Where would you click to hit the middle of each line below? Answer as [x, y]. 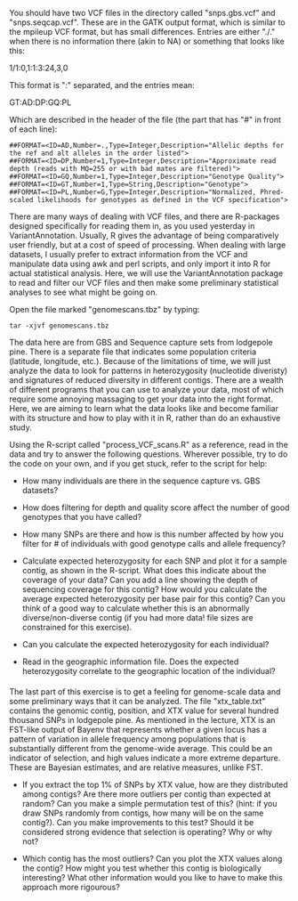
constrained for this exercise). [77, 627]
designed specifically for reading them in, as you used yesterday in [132, 226]
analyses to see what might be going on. [84, 292]
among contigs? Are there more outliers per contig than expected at [146, 794]
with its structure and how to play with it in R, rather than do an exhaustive [145, 418]
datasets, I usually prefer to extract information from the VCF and [129, 254]
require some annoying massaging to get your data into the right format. [141, 399]
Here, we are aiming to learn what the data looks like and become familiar [144, 408]
